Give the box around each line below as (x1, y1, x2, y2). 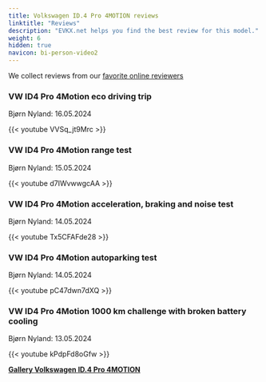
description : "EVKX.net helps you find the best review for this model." (8, 26, 260, 34)
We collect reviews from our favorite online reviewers (8, 71, 184, 80)
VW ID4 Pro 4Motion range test (8, 145, 132, 156)
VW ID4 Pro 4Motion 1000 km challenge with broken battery (8, 306, 247, 317)
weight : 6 (8, 34, 42, 42)
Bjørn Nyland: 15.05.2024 (8, 163, 92, 172)
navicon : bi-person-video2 (8, 49, 98, 57)
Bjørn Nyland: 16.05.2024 (8, 109, 92, 119)
